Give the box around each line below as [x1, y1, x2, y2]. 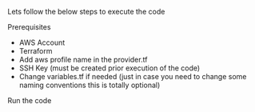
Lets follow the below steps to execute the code [7, 7, 165, 16]
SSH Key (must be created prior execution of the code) [18, 63, 201, 73]
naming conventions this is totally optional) [18, 80, 161, 90]
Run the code [7, 96, 52, 105]
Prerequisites [7, 22, 51, 31]
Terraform [18, 46, 53, 55]
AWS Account [18, 38, 66, 47]
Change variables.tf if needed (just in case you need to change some [18, 72, 247, 81]
